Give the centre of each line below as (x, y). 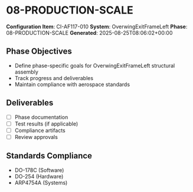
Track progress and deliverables (54, 78)
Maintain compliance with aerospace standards (72, 84)
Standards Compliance (49, 156)
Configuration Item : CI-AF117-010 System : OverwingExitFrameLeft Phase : (97, 27)
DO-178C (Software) (39, 170)
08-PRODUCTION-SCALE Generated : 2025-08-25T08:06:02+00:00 (89, 32)
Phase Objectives (39, 52)
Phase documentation (41, 117)
